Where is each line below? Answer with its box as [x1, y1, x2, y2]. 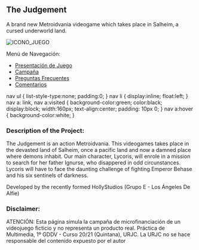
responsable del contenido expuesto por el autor [6, 237, 126, 245]
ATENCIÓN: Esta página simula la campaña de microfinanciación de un [6, 218, 181, 225]
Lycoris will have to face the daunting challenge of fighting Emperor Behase [6, 166, 192, 173]
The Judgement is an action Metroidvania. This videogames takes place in [6, 140, 189, 147]
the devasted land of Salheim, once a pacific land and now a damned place [6, 147, 191, 154]
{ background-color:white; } [6, 111, 75, 118]
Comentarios [14, 81, 47, 88]
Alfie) [6, 190, 20, 197]
